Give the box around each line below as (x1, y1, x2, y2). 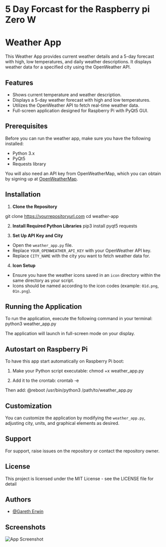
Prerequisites (5, 122, 48, 131)
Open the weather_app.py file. (12, 242, 73, 248)
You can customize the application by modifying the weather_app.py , (5, 415, 146, 421)
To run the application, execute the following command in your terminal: (5, 316, 153, 322)
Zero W (5, 14, 36, 25)
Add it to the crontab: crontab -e (12, 377, 79, 383)
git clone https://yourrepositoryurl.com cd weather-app (5, 213, 119, 219)
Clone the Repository (12, 203, 57, 209)
